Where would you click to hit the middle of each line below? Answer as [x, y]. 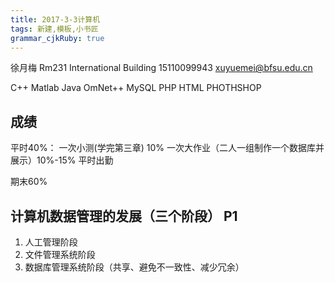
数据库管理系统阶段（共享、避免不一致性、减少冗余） [134, 267]
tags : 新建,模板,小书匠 [54, 29]
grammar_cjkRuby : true [57, 38]
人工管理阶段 [51, 242]
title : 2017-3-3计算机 [55, 19]
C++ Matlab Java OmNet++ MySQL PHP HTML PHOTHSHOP [136, 88]
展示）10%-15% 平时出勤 [62, 160]
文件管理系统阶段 [60, 254]
